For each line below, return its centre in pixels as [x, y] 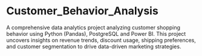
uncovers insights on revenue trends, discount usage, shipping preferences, [101, 40]
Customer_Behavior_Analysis [82, 11]
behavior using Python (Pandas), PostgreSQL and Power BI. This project [96, 33]
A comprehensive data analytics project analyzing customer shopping [93, 27]
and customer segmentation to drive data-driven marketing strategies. [94, 46]
